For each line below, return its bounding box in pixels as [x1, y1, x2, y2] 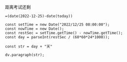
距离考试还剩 [5, 4, 31, 10]
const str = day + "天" [5, 44, 53, 49]
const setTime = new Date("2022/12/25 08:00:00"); [5, 22, 110, 27]
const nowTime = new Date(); [5, 26, 64, 31]
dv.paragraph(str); [5, 52, 45, 57]
